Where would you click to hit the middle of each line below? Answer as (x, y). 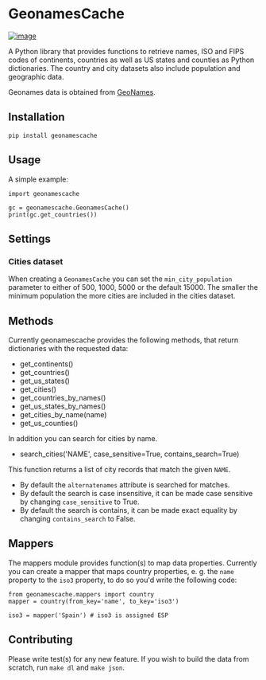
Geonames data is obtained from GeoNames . (82, 92)
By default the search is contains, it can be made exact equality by (129, 510)
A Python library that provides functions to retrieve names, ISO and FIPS (126, 51)
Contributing (40, 640)
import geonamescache (44, 193)
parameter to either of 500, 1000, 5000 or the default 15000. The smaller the (133, 287)
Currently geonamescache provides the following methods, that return (123, 340)
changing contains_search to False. (77, 519)
